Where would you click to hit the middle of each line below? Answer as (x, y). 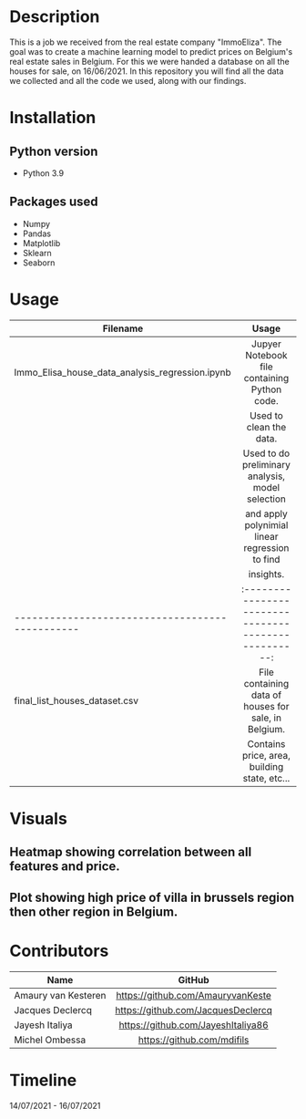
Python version (54, 151)
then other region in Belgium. (94, 912)
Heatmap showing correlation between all (131, 852)
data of (266, 695)
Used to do (266, 453)
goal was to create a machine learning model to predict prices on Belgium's (151, 51)
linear (266, 536)
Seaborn (39, 263)
